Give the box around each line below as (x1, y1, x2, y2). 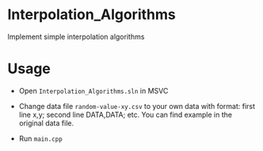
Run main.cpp (18, 134, 63, 143)
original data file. (18, 118, 74, 128)
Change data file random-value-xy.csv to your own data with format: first (18, 101, 255, 110)
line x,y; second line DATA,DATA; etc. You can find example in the (18, 110, 233, 119)
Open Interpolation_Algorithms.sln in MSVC (18, 86, 169, 95)
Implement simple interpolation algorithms (7, 32, 145, 41)
